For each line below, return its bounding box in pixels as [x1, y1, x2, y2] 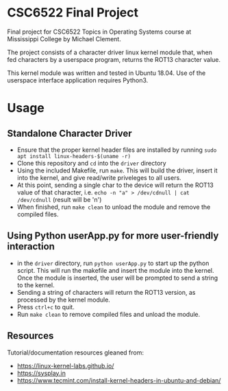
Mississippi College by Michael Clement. [7, 34, 121, 43]
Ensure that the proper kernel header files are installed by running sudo [16, 146, 217, 154]
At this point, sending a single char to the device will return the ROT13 [16, 181, 214, 189]
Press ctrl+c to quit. [16, 302, 75, 311]
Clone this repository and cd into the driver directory [16, 159, 166, 167]
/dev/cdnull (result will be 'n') [16, 195, 102, 203]
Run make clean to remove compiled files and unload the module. [16, 310, 201, 318]
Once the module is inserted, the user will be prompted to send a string [16, 273, 218, 282]
